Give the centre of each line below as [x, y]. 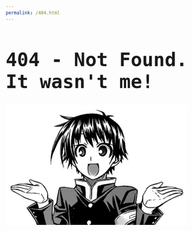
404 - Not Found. [97, 60]
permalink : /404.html [33, 13]
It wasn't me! [80, 82]
